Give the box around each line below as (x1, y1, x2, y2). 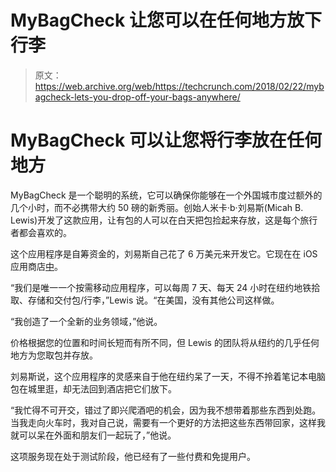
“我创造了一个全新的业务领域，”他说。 (10, 315, 163, 327)
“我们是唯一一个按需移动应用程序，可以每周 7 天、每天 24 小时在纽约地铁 (10, 281, 312, 293)
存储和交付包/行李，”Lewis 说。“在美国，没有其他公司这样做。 (27, 294, 280, 306)
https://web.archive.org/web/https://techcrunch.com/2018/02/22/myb (34, 80, 325, 92)
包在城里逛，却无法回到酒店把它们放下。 (10, 382, 177, 395)
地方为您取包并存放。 (10, 349, 98, 361)
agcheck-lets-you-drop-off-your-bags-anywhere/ (34, 91, 241, 103)
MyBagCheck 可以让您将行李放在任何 (10, 129, 322, 152)
